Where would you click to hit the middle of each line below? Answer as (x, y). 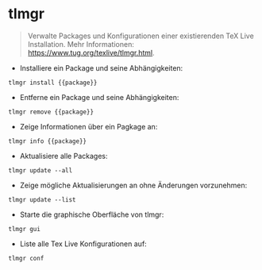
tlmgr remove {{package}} (51, 112)
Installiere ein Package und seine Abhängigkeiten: (101, 67)
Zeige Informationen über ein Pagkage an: (89, 126)
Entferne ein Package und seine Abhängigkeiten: (99, 97)
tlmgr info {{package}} (48, 141)
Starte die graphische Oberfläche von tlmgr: (92, 214)
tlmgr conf (26, 258)
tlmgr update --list (42, 199)
